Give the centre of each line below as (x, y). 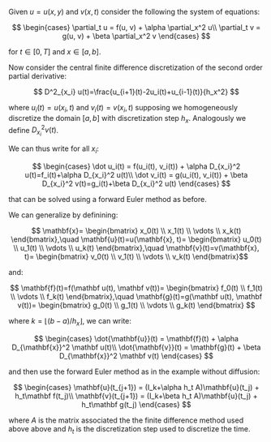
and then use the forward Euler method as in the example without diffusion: (134, 371)
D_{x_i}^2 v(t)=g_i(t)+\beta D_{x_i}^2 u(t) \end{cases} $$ (136, 184)
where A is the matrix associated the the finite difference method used (126, 420)
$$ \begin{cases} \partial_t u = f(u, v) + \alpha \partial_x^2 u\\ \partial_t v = (136, 27)
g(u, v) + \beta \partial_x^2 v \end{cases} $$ (136, 36)
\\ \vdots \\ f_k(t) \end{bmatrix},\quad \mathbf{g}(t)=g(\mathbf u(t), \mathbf (136, 297)
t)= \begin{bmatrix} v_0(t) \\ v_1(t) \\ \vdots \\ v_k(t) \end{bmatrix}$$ (136, 257)
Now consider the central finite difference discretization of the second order (136, 67)
